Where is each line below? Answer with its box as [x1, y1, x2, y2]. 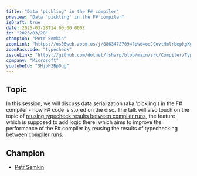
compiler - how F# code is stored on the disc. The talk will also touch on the [6, 106, 189, 113]
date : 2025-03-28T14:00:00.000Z [6, 25, 85, 31]
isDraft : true [6, 19, 41, 25]
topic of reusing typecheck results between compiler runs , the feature [6, 112, 175, 120]
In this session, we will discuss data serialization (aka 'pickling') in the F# [6, 100, 183, 107]
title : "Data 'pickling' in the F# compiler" [6, 8, 119, 15]
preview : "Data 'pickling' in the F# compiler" [6, 14, 125, 20]
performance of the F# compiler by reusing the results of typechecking [6, 125, 178, 132]
